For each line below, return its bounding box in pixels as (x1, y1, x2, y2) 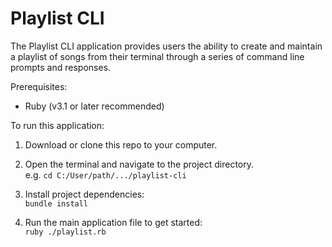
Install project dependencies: (24, 188, 145, 200)
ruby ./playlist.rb (24, 227, 107, 237)
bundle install (24, 198, 89, 209)
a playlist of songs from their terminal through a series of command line (10, 50, 305, 62)
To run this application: (10, 119, 105, 131)
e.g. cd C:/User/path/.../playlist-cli (24, 168, 187, 181)
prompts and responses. (10, 61, 112, 73)
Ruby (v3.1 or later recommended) (24, 100, 165, 112)
